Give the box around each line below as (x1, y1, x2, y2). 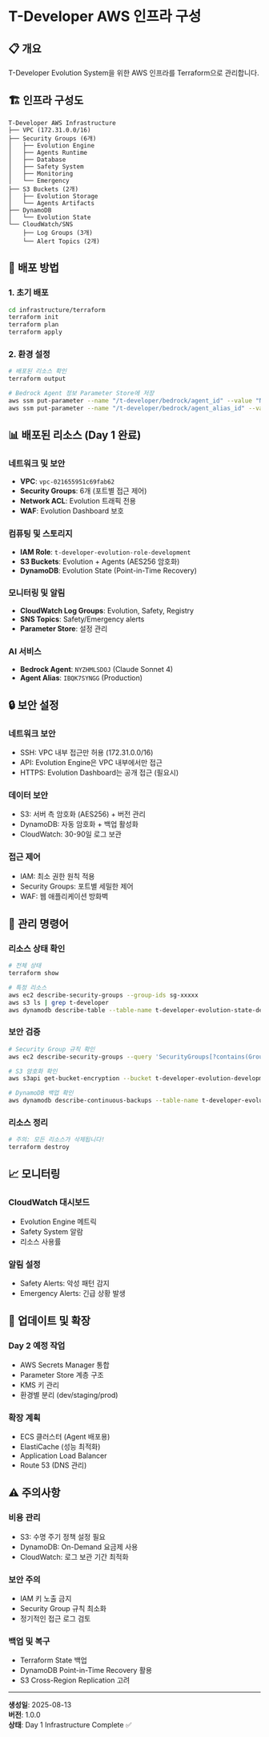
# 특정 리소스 (8, 983, 47, 991)
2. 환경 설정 (8, 348, 50, 359)
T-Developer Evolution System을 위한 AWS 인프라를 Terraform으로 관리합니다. (8, 68, 260, 77)
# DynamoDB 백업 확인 (8, 1089, 74, 1097)
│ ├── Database (8, 156, 66, 164)
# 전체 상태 (8, 962, 42, 970)
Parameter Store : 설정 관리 (19, 623, 108, 634)
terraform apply (8, 328, 62, 337)
